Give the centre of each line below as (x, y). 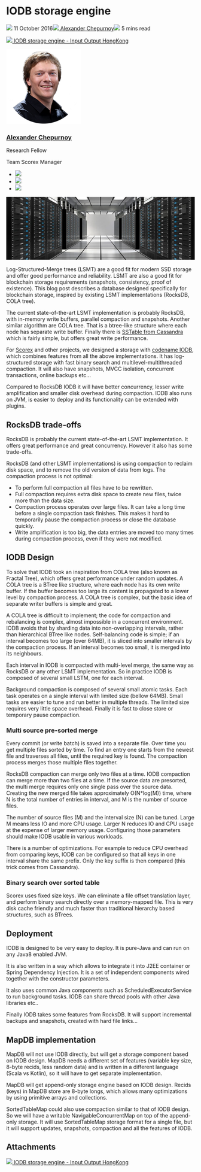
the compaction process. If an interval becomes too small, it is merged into (98, 647)
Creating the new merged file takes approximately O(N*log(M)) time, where (99, 793)
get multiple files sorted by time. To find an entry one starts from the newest (100, 750)
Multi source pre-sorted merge (52, 730)
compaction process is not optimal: (50, 476)
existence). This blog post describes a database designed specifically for (97, 289)
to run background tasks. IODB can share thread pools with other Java (93, 997)
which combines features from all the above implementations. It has (90, 356)
